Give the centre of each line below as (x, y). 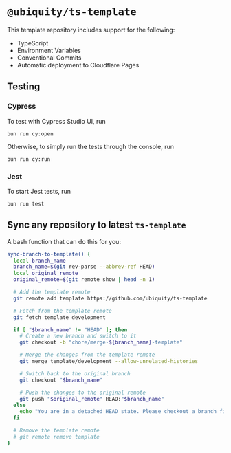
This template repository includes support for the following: (91, 30)
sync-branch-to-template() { (49, 254)
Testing (24, 87)
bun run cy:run (29, 159)
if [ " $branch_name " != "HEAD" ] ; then (70, 330)
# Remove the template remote (56, 431)
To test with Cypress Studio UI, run (57, 121)
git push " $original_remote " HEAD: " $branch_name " (92, 399)
